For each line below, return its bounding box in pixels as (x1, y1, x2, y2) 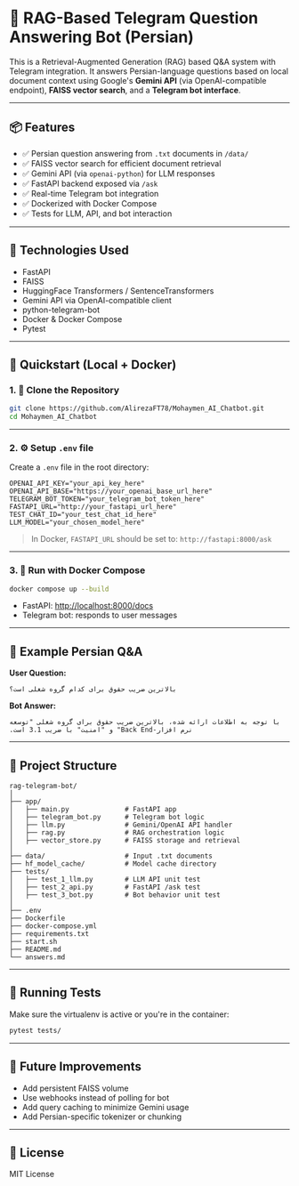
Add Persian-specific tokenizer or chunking (21, 1111, 182, 1122)
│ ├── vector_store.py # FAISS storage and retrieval (9, 836, 241, 845)
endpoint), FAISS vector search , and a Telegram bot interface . (9, 85, 241, 95)
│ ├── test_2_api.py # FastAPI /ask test (9, 883, 201, 892)
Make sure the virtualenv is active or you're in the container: (9, 1009, 230, 1020)
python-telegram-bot (21, 304, 101, 315)
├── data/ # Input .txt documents (9, 851, 214, 861)
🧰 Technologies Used (9, 243, 129, 258)
